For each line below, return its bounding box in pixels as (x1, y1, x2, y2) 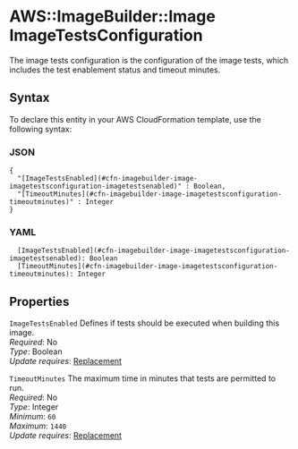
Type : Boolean (9, 346, 63, 357)
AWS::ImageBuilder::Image (9, 6, 217, 27)
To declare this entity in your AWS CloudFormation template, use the (9, 114, 261, 124)
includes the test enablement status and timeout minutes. (9, 64, 221, 75)
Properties (9, 293, 70, 309)
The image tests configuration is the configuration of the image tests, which (9, 55, 289, 65)
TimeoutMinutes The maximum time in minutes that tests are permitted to (9, 373, 276, 384)
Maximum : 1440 (9, 420, 67, 431)
